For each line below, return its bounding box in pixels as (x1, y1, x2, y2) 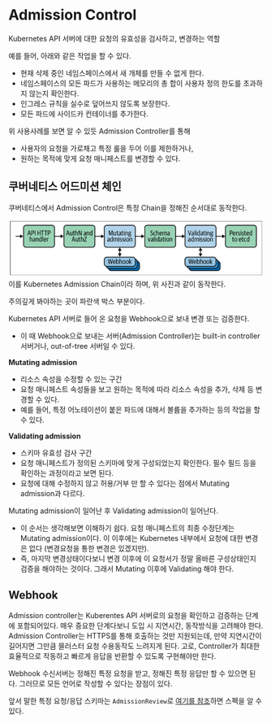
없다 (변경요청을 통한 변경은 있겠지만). (28, 543, 149, 554)
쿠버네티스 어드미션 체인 (8, 180, 122, 194)
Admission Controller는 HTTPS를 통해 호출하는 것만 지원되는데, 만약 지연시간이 (8, 631, 262, 641)
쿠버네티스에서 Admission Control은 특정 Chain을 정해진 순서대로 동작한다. (8, 203, 247, 212)
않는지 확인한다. (28, 88, 80, 98)
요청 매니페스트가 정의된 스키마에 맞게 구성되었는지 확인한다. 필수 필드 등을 (19, 458, 257, 468)
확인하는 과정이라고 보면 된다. (19, 468, 114, 478)
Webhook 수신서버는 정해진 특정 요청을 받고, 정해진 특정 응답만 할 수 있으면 (8, 669, 247, 678)
